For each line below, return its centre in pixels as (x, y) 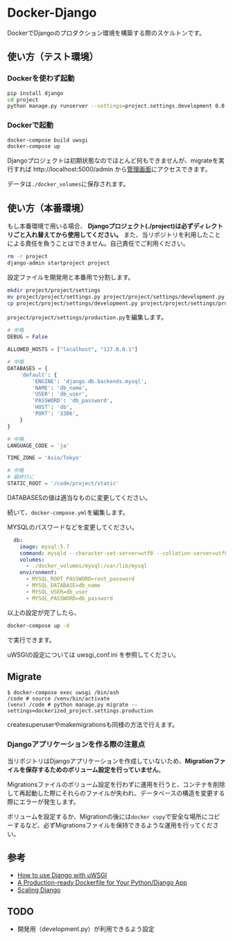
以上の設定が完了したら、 (44, 612)
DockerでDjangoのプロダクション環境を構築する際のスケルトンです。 (106, 33)
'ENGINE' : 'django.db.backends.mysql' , (90, 381)
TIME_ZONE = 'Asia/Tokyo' (44, 458)
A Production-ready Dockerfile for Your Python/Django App (102, 882)
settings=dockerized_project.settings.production (80, 711)
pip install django (35, 93)
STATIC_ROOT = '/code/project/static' (63, 484)
